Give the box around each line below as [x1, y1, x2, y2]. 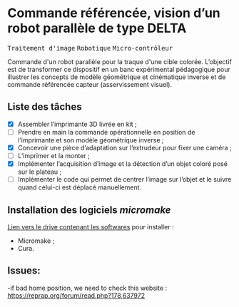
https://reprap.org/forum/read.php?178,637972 [7, 291, 145, 300]
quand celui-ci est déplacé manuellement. [17, 183, 142, 192]
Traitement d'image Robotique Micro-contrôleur [7, 44, 173, 52]
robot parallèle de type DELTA [7, 20, 187, 36]
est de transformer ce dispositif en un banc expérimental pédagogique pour [7, 65, 230, 73]
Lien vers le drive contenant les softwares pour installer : [7, 222, 174, 231]
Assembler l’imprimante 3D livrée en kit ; [17, 120, 137, 128]
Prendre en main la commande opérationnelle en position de [17, 128, 195, 136]
